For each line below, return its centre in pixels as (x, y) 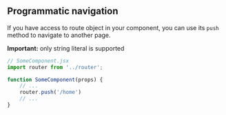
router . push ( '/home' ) (50, 92)
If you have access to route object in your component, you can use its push (113, 27)
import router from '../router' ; (55, 67)
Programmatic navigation (63, 11)
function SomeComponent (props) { (55, 79)
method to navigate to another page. (59, 35)
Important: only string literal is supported (66, 48)
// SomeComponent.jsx (38, 61)
